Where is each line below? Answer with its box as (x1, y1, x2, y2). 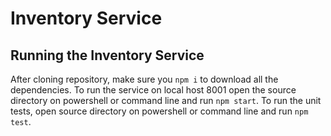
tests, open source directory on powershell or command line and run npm (10, 105, 309, 117)
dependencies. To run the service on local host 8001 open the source (10, 84, 297, 96)
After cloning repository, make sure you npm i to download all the (10, 73, 279, 85)
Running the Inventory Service (10, 47, 205, 64)
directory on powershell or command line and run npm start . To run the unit (10, 95, 322, 106)
